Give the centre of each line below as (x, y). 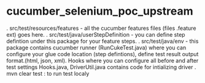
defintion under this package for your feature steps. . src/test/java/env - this (102, 41)
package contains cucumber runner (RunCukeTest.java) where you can (96, 48)
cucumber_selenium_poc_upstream (100, 11)
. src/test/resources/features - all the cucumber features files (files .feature (101, 28)
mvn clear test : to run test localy (48, 73)
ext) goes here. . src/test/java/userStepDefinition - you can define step (96, 34)
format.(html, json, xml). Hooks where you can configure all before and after (102, 60)
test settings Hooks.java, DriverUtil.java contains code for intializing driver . (101, 67)
